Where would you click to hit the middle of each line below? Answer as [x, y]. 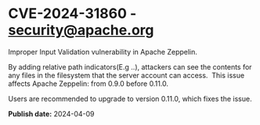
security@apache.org [81, 30]
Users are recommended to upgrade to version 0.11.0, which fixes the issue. [130, 98]
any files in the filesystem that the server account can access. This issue [126, 75]
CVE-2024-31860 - [72, 14]
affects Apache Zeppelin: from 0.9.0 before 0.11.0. [88, 84]
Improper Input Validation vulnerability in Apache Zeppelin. [103, 52]
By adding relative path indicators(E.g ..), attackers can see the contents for [130, 66]
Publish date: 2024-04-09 [51, 113]
